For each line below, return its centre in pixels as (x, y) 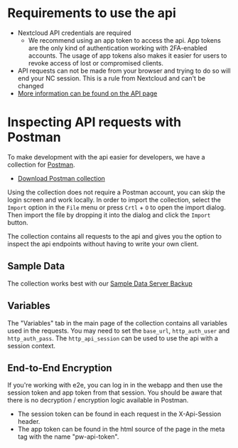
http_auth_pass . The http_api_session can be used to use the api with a (113, 338)
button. (18, 222)
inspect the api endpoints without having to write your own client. (103, 244)
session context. (31, 345)
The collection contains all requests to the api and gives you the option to (115, 236)
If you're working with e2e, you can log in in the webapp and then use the (115, 385)
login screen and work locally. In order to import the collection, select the (114, 199)
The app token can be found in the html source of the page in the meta (121, 429)
